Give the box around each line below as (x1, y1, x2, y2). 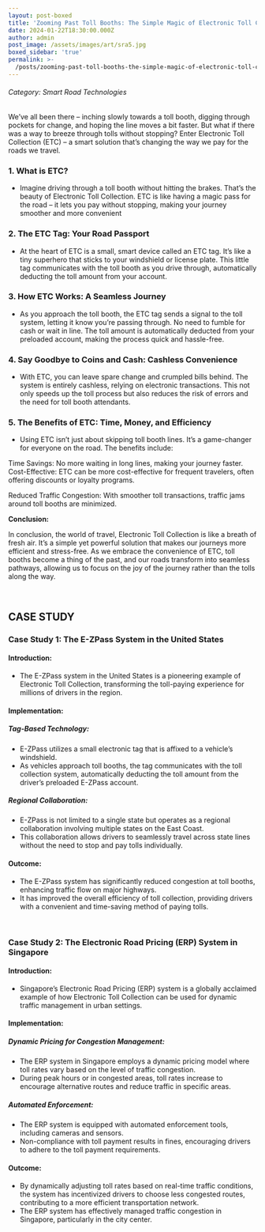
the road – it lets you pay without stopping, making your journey (19, 200, 227, 210)
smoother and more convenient (19, 209, 122, 218)
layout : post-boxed (8, 11, 73, 20)
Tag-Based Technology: (8, 724, 89, 734)
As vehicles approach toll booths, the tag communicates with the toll (19, 761, 242, 770)
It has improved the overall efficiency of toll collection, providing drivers (19, 893, 253, 902)
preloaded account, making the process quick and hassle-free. (19, 334, 225, 344)
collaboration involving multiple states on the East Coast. (19, 824, 204, 833)
